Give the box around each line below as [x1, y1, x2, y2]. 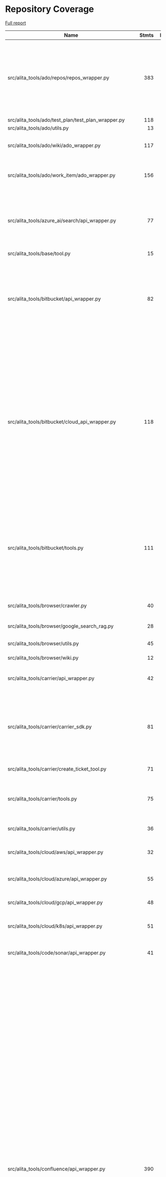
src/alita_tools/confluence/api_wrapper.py [7, 1165, 106, 1172]
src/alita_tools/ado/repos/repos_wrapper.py [7, 74, 110, 81]
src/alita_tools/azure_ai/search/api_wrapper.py [7, 217, 116, 224]
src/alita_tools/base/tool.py [7, 250, 71, 257]
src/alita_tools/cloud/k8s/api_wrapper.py [7, 923, 103, 930]
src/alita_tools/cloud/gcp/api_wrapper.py [7, 899, 103, 906]
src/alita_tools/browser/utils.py [7, 640, 79, 647]
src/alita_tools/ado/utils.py [7, 124, 69, 131]
